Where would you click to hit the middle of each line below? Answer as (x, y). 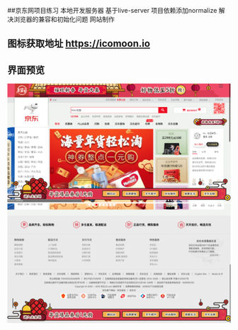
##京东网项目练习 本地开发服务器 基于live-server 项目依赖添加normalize (112, 10)
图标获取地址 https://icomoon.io (79, 44)
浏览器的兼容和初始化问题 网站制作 (64, 19)
